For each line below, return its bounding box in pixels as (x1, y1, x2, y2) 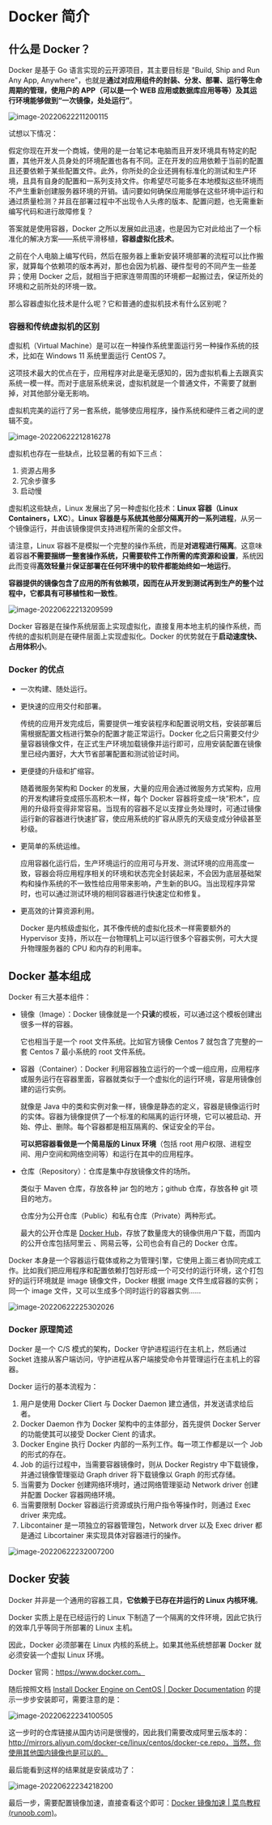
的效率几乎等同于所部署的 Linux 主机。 (8, 1622, 138, 1632)
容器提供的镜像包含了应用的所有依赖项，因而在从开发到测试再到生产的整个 (8, 579, 257, 588)
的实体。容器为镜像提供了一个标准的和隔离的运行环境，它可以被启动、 (19, 1112, 255, 1122)
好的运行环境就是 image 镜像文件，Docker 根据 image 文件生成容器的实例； (8, 1276, 261, 1285)
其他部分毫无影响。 (29, 388, 94, 398)
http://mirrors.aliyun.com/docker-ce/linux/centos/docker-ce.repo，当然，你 (8, 1737, 261, 1747)
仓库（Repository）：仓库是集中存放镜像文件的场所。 (19, 1166, 195, 1176)
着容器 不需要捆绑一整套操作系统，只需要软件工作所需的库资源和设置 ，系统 (8, 551, 257, 561)
